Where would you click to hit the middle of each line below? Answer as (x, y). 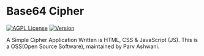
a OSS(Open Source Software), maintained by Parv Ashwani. (83, 46)
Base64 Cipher (45, 11)
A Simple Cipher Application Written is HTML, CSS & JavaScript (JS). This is (102, 40)
